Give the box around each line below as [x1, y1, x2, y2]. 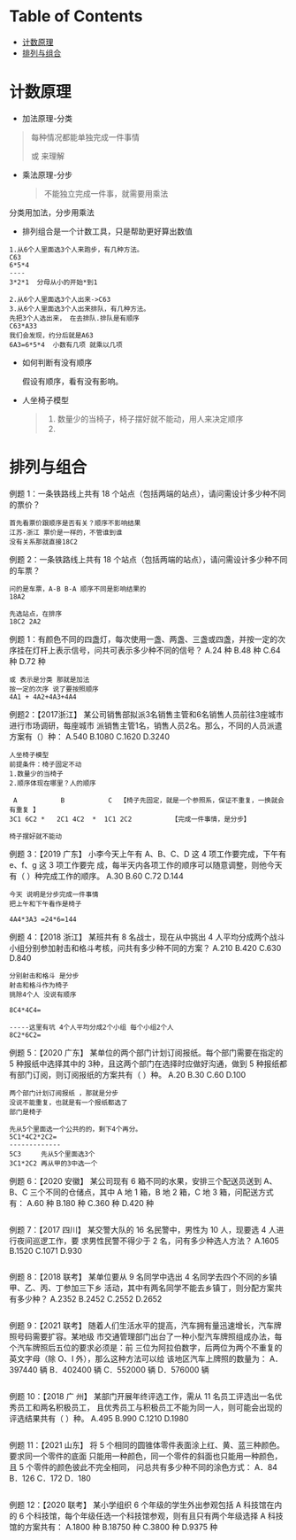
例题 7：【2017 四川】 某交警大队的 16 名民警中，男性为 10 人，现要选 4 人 [9, 1224, 277, 1234]
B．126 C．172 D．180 [9, 1473, 91, 1483]
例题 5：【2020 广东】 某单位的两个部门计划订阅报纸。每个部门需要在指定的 [9, 1047, 284, 1057]
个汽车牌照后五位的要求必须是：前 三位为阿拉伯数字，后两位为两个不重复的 [9, 1342, 283, 1352]
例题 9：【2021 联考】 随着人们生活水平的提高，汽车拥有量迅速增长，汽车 [9, 1319, 275, 1330]
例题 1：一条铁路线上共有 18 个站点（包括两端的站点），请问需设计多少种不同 [9, 488, 286, 499]
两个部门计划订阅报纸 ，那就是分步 [9, 1088, 119, 1097]
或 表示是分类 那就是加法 [9, 675, 90, 684]
